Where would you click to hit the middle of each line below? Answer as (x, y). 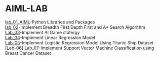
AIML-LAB (26, 9)
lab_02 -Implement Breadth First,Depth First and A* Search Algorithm (75, 27)
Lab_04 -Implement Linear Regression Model (50, 38)
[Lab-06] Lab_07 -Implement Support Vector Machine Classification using (80, 48)
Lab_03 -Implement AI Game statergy (42, 32)
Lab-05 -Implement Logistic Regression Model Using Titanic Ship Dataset (79, 42)
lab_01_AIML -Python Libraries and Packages (50, 22)
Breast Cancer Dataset (28, 53)
